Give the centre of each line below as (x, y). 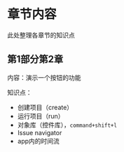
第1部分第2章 (35, 59)
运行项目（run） (41, 116)
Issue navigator (40, 132)
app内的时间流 (38, 141)
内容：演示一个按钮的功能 (44, 77)
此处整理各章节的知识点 (41, 35)
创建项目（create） (45, 107)
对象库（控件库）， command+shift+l (67, 125)
